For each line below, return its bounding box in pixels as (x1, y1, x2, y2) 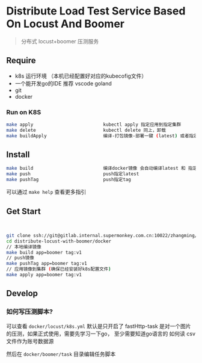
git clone (6, 232, 31, 238)
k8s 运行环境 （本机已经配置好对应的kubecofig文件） (14, 72, 147, 79)
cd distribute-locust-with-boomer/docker (6, 238, 112, 244)
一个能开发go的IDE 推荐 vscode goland (14, 79, 112, 87)
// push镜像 (6, 255, 34, 261)
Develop (6, 288, 38, 299)
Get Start (6, 206, 41, 216)
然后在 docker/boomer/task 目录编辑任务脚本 (6, 350, 116, 358)
